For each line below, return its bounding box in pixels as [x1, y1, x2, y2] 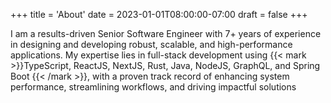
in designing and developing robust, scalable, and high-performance [10, 39, 293, 50]
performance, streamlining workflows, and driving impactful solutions [10, 81, 297, 93]
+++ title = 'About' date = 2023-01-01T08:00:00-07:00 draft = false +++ [10, 9, 308, 20]
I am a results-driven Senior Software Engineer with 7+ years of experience [10, 28, 322, 39]
